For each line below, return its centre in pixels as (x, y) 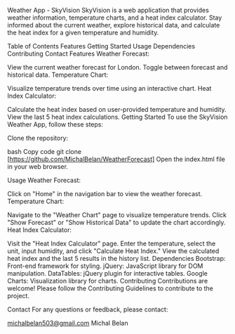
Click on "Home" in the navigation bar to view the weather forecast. (105, 194)
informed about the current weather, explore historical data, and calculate (114, 25)
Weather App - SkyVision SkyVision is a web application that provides (108, 10)
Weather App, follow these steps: (55, 124)
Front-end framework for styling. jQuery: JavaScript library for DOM (105, 266)
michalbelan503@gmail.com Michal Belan (68, 323)
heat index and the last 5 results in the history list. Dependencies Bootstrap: (116, 258)
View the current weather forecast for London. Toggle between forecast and (117, 67)
